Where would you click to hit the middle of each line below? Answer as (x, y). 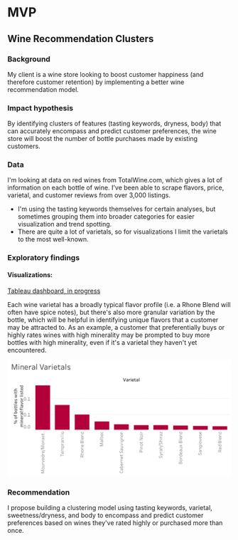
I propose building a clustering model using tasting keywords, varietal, (110, 508)
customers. (24, 146)
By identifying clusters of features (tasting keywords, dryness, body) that (114, 124)
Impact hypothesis (40, 108)
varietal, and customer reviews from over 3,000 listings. (89, 195)
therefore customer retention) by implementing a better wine (96, 82)
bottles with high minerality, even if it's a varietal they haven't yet (102, 342)
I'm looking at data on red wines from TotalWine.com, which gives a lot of (115, 180)
